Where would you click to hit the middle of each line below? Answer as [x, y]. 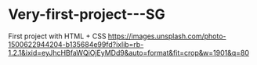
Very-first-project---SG [87, 14]
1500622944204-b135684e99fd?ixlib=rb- [76, 44]
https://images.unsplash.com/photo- [167, 36]
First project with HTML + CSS [57, 36]
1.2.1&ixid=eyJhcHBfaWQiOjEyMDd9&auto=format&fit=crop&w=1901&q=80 [128, 52]
